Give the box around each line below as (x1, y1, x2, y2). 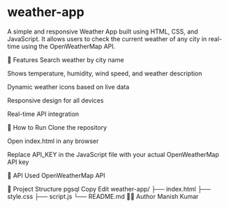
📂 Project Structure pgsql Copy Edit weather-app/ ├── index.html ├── (7, 184, 211, 193)
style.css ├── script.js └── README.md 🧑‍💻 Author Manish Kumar (7, 192, 199, 200)
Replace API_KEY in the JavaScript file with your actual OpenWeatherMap (7, 150, 220, 158)
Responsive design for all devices (7, 96, 104, 105)
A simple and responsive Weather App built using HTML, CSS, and (7, 27, 198, 36)
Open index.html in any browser (7, 137, 99, 145)
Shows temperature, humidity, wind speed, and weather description (7, 69, 202, 77)
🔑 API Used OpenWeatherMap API (7, 171, 106, 179)
